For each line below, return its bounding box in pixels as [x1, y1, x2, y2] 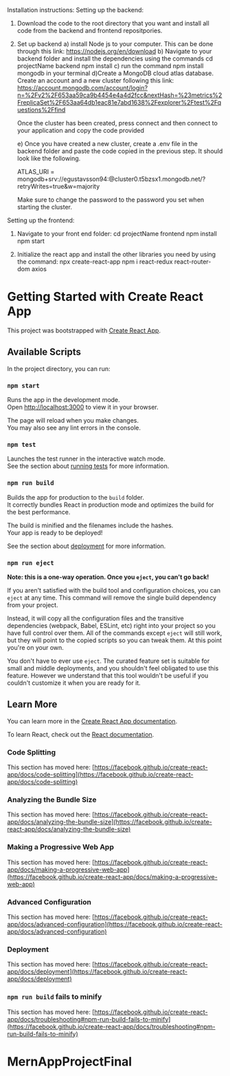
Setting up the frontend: [7, 216, 75, 224]
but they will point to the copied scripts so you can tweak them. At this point [7, 636, 222, 644]
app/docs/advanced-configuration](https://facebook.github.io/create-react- [7, 920, 223, 928]
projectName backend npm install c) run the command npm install [16, 62, 204, 70]
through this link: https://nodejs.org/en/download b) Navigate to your [16, 48, 212, 55]
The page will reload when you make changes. [7, 416, 139, 425]
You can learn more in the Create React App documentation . [7, 717, 178, 725]
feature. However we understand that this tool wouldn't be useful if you [7, 671, 209, 679]
